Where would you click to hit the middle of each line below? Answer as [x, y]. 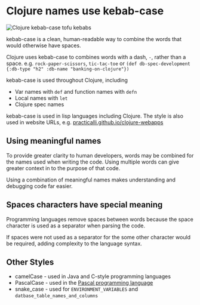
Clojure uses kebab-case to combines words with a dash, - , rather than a [96, 57]
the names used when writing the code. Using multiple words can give [93, 162]
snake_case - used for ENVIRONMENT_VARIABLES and [76, 289]
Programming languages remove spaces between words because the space [100, 219]
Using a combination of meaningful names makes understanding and [91, 180]
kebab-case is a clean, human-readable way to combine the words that [94, 39]
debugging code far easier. [39, 186]
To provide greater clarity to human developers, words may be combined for [100, 155]
